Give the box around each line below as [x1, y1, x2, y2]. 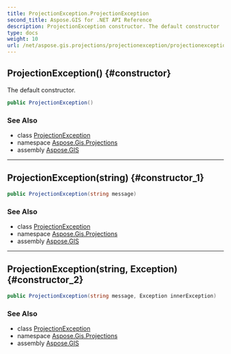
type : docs [7, 29, 38, 37]
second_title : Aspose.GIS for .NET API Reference [7, 17, 153, 23]
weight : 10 [7, 36, 38, 43]
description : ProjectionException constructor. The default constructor [7, 23, 220, 30]
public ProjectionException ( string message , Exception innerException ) [7, 292, 217, 300]
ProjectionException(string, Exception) [7, 263, 178, 275]
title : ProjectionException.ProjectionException [7, 10, 149, 17]
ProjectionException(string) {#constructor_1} [7, 172, 205, 184]
